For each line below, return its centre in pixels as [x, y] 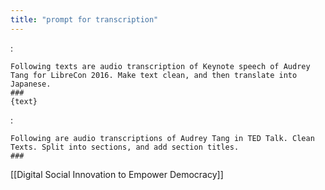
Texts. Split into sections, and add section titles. [125, 147]
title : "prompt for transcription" [84, 19]
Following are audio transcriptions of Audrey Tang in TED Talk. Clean [162, 138]
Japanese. [31, 84]
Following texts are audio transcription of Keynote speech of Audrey [160, 66]
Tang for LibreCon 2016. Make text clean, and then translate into [154, 75]
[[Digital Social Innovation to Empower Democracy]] [117, 174]
